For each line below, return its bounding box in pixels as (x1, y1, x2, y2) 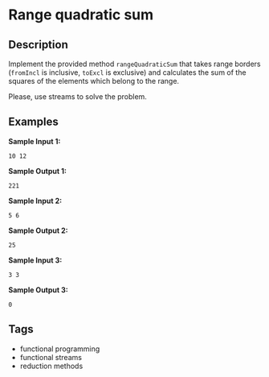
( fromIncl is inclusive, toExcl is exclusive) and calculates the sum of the (8, 68, 247, 77)
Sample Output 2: (8, 226, 68, 235)
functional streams (19, 352, 83, 362)
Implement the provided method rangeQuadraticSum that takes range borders (8, 59, 261, 68)
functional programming (19, 344, 100, 354)
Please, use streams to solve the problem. (8, 92, 147, 101)
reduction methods (19, 361, 84, 371)
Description (8, 38, 68, 52)
